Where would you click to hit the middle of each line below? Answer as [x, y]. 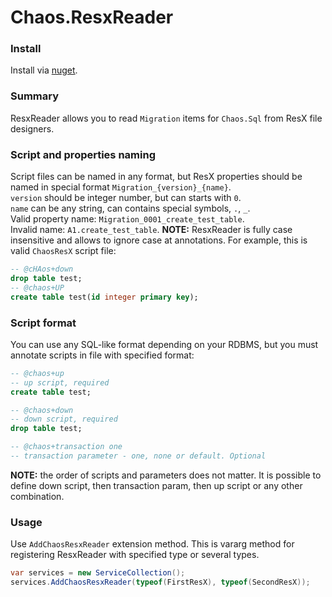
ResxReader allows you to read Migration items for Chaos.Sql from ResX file [166, 118]
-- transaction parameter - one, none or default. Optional [138, 456]
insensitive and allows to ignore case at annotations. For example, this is [159, 240]
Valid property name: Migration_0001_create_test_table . [127, 219]
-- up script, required [60, 382]
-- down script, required [64, 419]
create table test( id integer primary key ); [104, 297]
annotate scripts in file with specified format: [102, 355]
